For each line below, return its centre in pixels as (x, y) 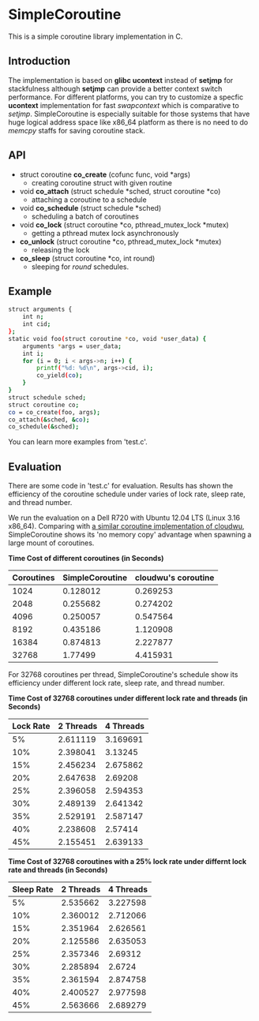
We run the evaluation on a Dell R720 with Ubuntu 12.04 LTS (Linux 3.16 (124, 518)
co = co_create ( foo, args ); (54, 412)
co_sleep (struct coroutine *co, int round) (87, 258)
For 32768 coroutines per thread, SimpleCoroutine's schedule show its (123, 675)
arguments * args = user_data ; (72, 346)
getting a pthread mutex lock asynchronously (105, 233)
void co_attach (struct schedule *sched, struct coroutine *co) (120, 191)
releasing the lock (60, 249)
